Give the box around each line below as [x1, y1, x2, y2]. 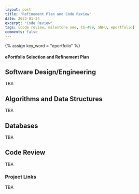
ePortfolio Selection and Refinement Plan [5, 54, 89, 60]
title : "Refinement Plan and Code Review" [5, 12, 92, 16]
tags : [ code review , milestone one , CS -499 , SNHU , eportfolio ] [5, 25, 135, 30]
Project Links [5, 173, 37, 180]
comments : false [5, 30, 38, 34]
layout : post [5, 7, 31, 12]
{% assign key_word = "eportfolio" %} [5, 43, 81, 48]
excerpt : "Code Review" [5, 20, 53, 26]
